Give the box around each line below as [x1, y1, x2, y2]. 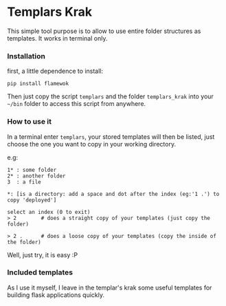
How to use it [7, 117, 52, 127]
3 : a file [7, 178, 41, 186]
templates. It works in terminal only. [7, 34, 108, 42]
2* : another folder [7, 173, 67, 179]
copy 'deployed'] [7, 197, 57, 204]
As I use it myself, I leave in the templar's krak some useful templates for [7, 283, 212, 292]
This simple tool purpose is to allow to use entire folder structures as [7, 27, 201, 35]
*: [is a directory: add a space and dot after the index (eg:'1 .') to [7, 190, 220, 197]
